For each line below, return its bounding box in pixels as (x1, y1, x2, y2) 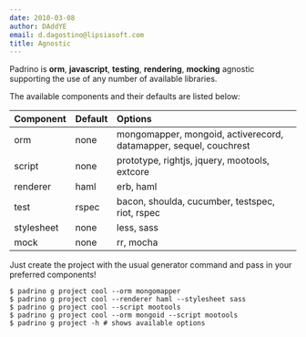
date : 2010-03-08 (9, 13, 76, 23)
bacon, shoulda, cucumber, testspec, (117, 195, 276, 208)
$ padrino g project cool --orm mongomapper (9, 287, 181, 296)
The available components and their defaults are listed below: (9, 91, 241, 102)
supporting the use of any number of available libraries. (9, 74, 218, 85)
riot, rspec (117, 207, 161, 220)
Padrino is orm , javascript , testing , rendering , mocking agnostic (9, 64, 255, 75)
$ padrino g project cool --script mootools (9, 302, 181, 312)
